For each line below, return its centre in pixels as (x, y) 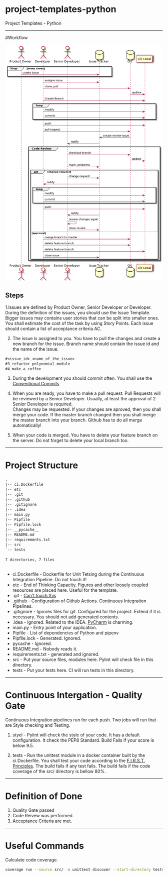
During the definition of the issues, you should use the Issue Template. (78, 313)
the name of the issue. (35, 349)
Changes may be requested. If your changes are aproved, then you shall (87, 409)
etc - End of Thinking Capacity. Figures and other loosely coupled (80, 585)
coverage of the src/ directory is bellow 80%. (59, 772)
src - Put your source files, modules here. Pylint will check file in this (83, 660)
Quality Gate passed (33, 810)
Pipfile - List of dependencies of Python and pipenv (65, 633)
